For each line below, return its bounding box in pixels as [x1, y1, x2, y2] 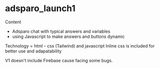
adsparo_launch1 [5, 3, 76, 14]
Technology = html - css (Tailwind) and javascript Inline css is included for [5, 43, 155, 49]
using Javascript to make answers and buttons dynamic [12, 34, 125, 39]
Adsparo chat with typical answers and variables [12, 28, 111, 34]
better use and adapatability [5, 48, 62, 54]
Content [5, 19, 22, 25]
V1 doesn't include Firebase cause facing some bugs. [5, 57, 113, 63]
